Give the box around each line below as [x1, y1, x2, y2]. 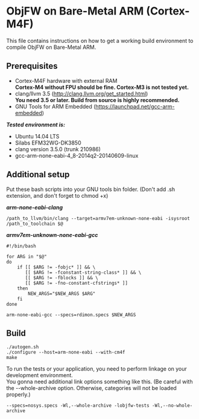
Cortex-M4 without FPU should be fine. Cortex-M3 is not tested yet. [14, 83, 189, 91]
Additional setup [6, 169, 70, 180]
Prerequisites [6, 61, 58, 71]
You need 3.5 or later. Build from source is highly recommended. [14, 96, 180, 103]
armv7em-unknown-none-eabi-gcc [6, 231, 98, 238]
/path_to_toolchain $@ [6, 221, 63, 227]
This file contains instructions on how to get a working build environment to [6, 37, 194, 44]
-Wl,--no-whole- [151, 403, 193, 409]
